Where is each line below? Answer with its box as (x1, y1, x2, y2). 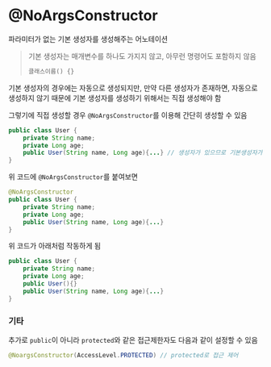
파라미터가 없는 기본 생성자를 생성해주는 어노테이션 (8, 34, 168, 44)
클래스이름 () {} (27, 67, 75, 75)
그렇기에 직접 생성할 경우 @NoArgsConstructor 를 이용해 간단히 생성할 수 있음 (8, 110, 248, 119)
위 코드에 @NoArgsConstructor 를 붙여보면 (8, 172, 139, 181)
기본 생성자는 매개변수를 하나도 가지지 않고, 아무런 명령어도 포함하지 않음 (27, 51, 256, 60)
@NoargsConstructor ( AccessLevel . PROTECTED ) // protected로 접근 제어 (8, 351, 239, 359)
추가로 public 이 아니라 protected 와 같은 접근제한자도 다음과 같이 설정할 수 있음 (8, 335, 258, 344)
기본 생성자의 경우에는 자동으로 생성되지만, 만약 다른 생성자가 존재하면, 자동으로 (8, 83, 258, 93)
